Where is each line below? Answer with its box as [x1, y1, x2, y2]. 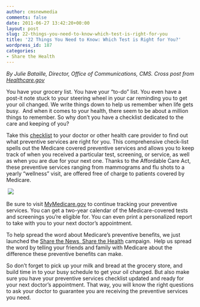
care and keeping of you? [6, 120, 70, 127]
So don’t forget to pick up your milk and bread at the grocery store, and [6, 262, 183, 269]
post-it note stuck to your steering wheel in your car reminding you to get [6, 94, 187, 102]
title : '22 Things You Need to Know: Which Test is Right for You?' [6, 37, 181, 43]
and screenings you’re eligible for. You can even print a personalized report [6, 213, 192, 220]
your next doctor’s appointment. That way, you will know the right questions [6, 281, 194, 288]
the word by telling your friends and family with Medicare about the [6, 244, 173, 251]
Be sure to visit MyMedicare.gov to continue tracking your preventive [6, 200, 177, 207]
